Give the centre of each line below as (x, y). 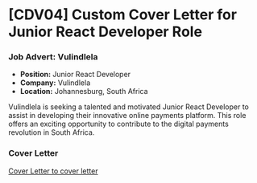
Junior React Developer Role (106, 32)
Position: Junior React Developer (75, 75)
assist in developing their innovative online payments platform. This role (127, 116)
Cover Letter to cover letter (53, 171)
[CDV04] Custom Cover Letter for (123, 15)
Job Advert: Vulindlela (53, 57)
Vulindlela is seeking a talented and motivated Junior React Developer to (129, 107)
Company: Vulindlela (55, 83)
